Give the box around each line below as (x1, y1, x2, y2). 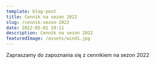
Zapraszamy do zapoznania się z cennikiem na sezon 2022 (6, 52, 150, 58)
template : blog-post (6, 8, 57, 15)
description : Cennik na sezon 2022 (6, 30, 93, 36)
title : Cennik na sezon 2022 (6, 14, 77, 20)
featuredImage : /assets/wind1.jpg (6, 35, 91, 41)
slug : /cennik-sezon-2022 (6, 19, 69, 25)
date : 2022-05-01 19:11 (6, 24, 65, 31)
